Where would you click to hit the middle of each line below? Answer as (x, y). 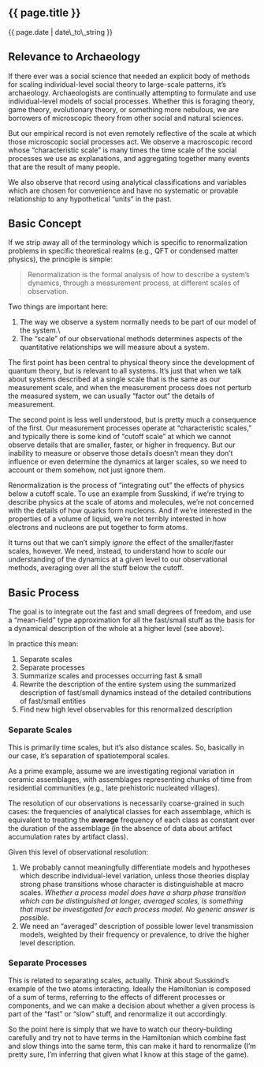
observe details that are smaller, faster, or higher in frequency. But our (122, 445)
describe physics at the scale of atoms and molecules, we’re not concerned (131, 502)
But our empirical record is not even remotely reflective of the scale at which (132, 133)
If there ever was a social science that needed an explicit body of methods (129, 76)
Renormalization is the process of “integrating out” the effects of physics (126, 486)
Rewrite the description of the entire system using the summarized (128, 684)
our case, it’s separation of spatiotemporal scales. (89, 755)
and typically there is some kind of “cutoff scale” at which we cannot (120, 437)
